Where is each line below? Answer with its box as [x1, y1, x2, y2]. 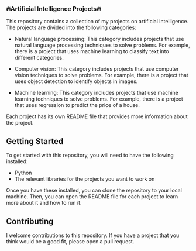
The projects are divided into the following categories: [6, 24, 136, 31]
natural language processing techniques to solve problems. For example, [14, 42, 190, 49]
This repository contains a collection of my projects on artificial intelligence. [6, 18, 189, 25]
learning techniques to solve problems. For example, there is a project [14, 95, 183, 102]
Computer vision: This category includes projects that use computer [14, 66, 180, 73]
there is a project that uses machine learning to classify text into [14, 48, 170, 55]
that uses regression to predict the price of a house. [14, 102, 140, 109]
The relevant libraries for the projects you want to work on [14, 176, 155, 183]
